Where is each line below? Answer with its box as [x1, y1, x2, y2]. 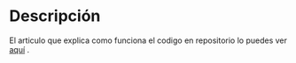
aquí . [9, 44, 30, 54]
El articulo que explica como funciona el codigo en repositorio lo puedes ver [9, 35, 288, 45]
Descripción [9, 6, 101, 26]
